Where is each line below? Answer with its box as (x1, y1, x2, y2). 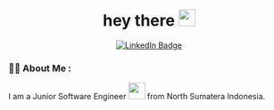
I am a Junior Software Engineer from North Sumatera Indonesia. (8, 91, 266, 102)
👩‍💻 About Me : (8, 62, 72, 75)
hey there (103, 11, 176, 31)
